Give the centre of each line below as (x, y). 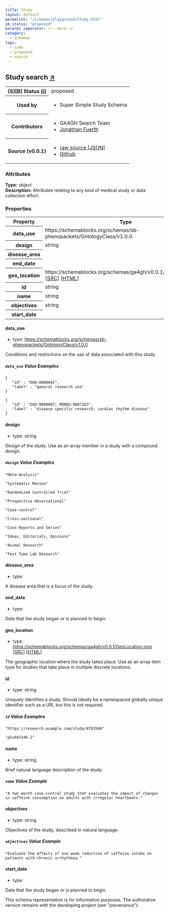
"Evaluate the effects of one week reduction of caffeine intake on (78, 854)
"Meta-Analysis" (22, 475)
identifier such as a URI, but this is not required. (55, 705)
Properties (18, 209)
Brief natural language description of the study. (54, 769)
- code (17, 47)
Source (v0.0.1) (27, 151)
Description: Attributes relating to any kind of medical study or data (75, 190)
